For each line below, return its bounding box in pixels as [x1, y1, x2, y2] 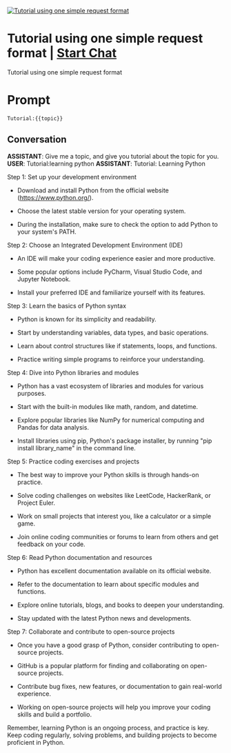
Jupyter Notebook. [17, 274, 71, 283]
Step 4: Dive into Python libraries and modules [7, 368, 139, 376]
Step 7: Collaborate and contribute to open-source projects [7, 627, 175, 636]
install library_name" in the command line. [17, 443, 136, 452]
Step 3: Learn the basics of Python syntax [7, 301, 126, 310]
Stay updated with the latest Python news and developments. [17, 614, 192, 622]
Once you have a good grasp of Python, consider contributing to [17, 641, 201, 649]
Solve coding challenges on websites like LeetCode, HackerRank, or [17, 491, 212, 499]
